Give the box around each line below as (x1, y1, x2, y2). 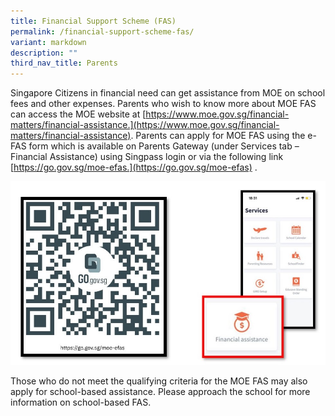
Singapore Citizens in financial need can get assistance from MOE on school (10, 87, 326, 99)
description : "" (10, 48, 78, 58)
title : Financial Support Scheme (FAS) (10, 16, 177, 26)
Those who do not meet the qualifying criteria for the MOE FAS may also (10, 375, 308, 387)
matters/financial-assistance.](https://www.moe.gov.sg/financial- (10, 119, 280, 131)
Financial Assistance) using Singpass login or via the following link (10, 151, 284, 163)
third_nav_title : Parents (10, 58, 118, 69)
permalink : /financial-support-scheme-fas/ (10, 26, 195, 37)
